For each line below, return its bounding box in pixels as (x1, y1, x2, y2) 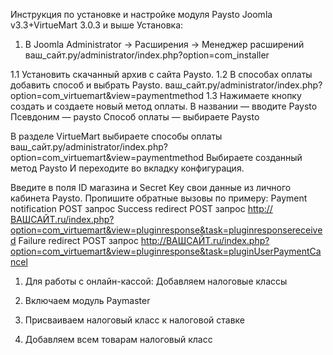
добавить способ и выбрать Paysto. (10, 79, 163, 91)
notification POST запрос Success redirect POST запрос (10, 203, 246, 214)
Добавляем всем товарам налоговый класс (24, 334, 213, 345)
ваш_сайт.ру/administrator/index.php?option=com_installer (24, 49, 270, 61)
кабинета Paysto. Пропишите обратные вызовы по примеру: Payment (10, 192, 308, 204)
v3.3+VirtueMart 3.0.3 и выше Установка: (10, 19, 184, 31)
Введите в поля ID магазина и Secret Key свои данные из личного (10, 182, 292, 193)
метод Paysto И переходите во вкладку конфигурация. (10, 162, 245, 174)
